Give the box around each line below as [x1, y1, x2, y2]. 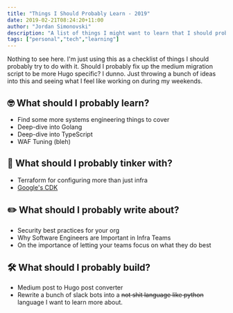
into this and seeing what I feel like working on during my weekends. [7, 77, 203, 85]
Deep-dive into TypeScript [17, 129, 94, 138]
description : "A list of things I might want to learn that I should [7, 29, 213, 37]
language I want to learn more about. [17, 298, 123, 307]
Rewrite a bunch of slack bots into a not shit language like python [17, 291, 205, 299]
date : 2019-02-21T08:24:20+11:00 [7, 17, 104, 24]
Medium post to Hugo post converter [17, 283, 123, 292]
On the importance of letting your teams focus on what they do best [17, 240, 212, 249]
